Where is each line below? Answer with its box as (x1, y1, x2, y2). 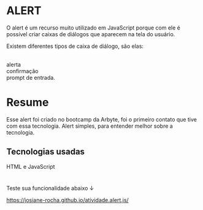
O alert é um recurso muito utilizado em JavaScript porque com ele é (6, 24, 181, 31)
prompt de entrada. (6, 74, 55, 81)
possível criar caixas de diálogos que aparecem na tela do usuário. (6, 30, 175, 37)
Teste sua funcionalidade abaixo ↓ (6, 184, 94, 192)
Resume (6, 96, 49, 109)
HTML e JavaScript (6, 163, 55, 170)
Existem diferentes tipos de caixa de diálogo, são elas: (6, 42, 144, 50)
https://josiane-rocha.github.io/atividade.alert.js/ (6, 196, 129, 203)
